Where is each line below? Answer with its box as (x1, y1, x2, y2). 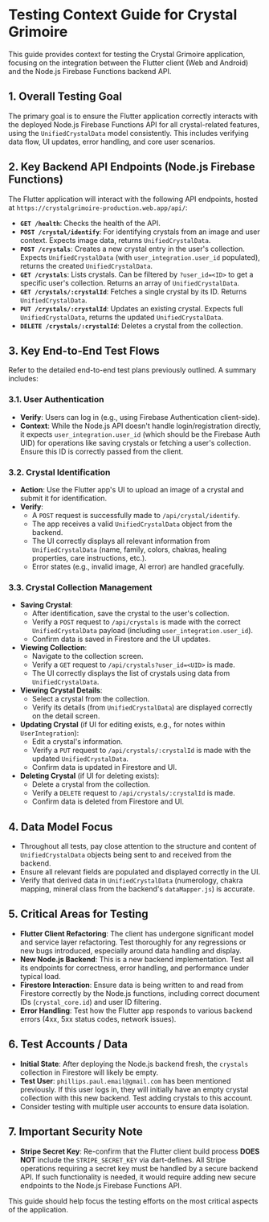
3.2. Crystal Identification (8, 467, 111, 478)
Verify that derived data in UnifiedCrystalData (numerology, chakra (19, 875, 243, 886)
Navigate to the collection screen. (31, 652, 144, 661)
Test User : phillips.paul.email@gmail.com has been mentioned (19, 1076, 231, 1085)
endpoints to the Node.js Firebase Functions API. (19, 1180, 182, 1190)
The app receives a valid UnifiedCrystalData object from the (31, 519, 233, 529)
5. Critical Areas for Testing (8, 907, 149, 921)
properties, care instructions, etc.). (31, 553, 147, 562)
